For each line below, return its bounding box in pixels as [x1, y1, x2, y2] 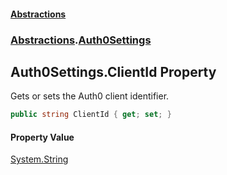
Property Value [10, 131, 75, 143]
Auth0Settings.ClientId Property [10, 63, 217, 80]
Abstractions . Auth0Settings [10, 33, 152, 47]
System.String [10, 153, 69, 165]
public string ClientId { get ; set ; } [10, 110, 172, 120]
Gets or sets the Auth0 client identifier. [10, 90, 170, 102]
